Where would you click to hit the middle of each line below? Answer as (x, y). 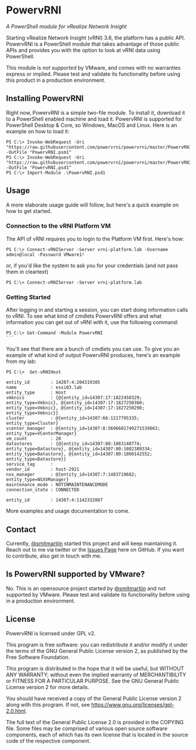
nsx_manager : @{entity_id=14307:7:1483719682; (71, 474)
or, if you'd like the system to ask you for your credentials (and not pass (92, 265)
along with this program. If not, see (48, 704)
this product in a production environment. (56, 80)
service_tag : (30, 465)
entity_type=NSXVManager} (37, 480)
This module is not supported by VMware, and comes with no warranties (93, 67)
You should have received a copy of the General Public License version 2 (94, 698)
